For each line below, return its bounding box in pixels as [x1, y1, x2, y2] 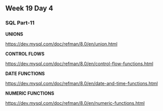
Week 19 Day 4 [5, 4, 54, 13]
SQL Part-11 [5, 19, 35, 26]
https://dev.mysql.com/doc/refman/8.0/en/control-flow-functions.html [5, 61, 153, 67]
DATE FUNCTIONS [5, 70, 45, 76]
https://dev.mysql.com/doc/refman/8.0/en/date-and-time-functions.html [5, 80, 158, 86]
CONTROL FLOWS [5, 50, 45, 57]
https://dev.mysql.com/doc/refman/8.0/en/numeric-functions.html [5, 100, 145, 106]
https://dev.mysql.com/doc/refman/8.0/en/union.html [5, 41, 118, 47]
